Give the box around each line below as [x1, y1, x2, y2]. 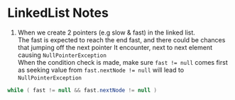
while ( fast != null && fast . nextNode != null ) [7, 87, 158, 94]
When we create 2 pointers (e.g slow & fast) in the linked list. [17, 28, 195, 37]
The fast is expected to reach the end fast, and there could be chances [17, 35, 226, 44]
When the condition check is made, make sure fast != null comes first [17, 58, 229, 66]
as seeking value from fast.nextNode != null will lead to [17, 65, 185, 74]
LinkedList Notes [7, 5, 109, 21]
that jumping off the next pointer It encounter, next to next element [17, 43, 213, 51]
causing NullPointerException [17, 51, 106, 59]
